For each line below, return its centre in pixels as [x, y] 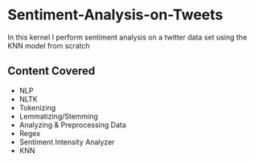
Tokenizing [37, 107]
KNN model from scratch [49, 45]
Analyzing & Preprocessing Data [72, 125]
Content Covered [51, 71]
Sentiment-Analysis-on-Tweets [115, 15]
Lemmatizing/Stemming [58, 116]
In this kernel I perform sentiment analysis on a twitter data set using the [127, 37]
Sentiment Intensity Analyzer [67, 142]
